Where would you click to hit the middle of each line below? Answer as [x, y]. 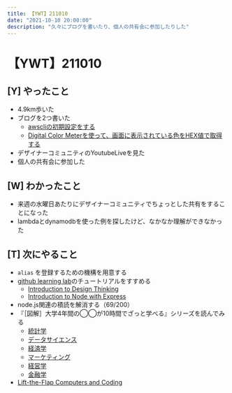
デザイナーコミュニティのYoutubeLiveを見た [81, 153]
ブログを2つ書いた [44, 118]
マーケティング [49, 357]
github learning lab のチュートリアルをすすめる [84, 281]
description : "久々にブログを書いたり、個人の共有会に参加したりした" [99, 27]
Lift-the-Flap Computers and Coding [70, 382]
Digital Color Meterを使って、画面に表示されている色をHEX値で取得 [125, 135]
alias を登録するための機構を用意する [72, 272]
